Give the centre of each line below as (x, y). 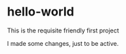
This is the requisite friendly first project (63, 30)
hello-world (41, 12)
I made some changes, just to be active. (63, 43)
